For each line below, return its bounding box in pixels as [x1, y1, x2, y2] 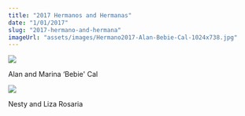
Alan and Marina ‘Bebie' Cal [8, 70, 98, 79]
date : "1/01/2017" [8, 19, 69, 27]
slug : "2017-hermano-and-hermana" [8, 26, 122, 34]
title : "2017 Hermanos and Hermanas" [8, 11, 132, 20]
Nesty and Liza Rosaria [8, 100, 84, 109]
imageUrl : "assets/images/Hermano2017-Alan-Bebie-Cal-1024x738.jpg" [8, 33, 238, 42]
